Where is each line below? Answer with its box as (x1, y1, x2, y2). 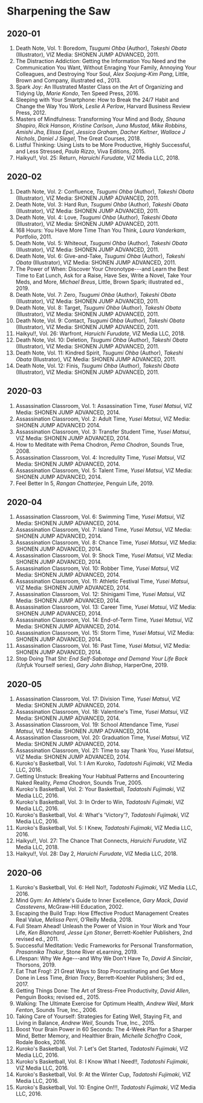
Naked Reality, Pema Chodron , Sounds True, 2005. (15, 779, 143, 787)
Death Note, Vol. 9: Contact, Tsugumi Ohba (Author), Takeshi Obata (15, 317, 185, 324)
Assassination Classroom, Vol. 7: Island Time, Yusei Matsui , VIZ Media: (15, 526, 192, 534)
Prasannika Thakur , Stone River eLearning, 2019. (15, 948, 138, 955)
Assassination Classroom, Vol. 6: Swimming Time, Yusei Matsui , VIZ (15, 513, 185, 520)
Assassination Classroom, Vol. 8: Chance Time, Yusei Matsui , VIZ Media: (15, 539, 197, 546)
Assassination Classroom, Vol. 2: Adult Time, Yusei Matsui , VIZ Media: (15, 415, 191, 423)
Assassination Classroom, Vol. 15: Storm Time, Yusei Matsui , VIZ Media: (15, 630, 195, 637)
